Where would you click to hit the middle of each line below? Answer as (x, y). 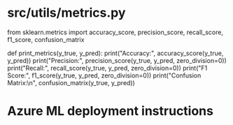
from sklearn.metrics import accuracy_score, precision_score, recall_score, (115, 32)
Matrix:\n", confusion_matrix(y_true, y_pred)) (71, 82)
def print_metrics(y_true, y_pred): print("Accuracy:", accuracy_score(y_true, (115, 53)
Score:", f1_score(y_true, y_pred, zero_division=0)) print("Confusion (104, 75)
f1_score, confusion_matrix (46, 39)
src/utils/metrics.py (66, 13)
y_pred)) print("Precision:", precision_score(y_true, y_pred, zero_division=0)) (117, 60)
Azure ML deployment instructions (110, 111)
